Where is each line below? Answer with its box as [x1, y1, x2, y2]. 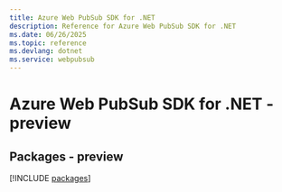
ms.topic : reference [9, 38, 88, 48]
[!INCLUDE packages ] [9, 173, 91, 183]
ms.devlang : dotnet [9, 47, 83, 56]
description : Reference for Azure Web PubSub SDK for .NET [9, 22, 237, 31]
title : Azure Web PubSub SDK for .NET [9, 13, 155, 23]
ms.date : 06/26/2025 [9, 30, 88, 39]
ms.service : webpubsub [9, 55, 95, 64]
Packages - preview [9, 149, 124, 164]
